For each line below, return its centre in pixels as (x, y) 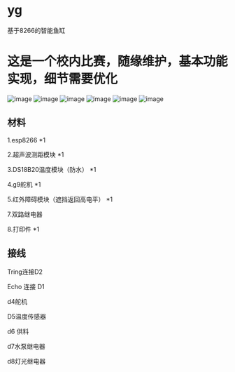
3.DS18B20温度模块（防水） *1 (52, 169)
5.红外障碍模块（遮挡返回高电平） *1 (60, 199)
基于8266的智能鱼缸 (36, 30)
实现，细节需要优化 (63, 79)
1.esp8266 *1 (27, 140)
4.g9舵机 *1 (24, 184)
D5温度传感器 (27, 316)
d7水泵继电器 (26, 346)
